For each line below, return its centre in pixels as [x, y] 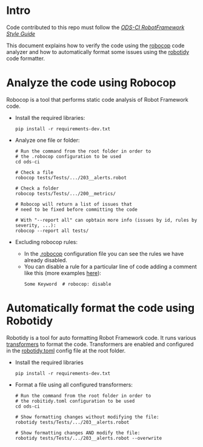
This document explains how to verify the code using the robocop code [95, 45]
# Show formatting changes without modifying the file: [87, 417]
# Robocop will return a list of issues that [73, 204]
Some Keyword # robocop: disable [68, 284]
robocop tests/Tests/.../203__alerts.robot [71, 177]
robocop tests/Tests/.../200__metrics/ [65, 194]
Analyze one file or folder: [47, 140]
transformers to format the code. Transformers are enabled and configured [100, 344]
